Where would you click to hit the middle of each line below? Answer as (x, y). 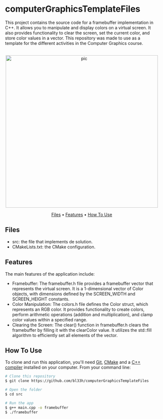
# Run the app (19, 403)
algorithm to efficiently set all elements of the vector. (65, 335)
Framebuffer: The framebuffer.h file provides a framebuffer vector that (82, 283)
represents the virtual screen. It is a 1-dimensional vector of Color (78, 288)
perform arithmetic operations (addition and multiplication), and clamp (82, 314)
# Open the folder (24, 390)
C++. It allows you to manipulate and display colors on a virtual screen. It (78, 27)
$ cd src (14, 394)
